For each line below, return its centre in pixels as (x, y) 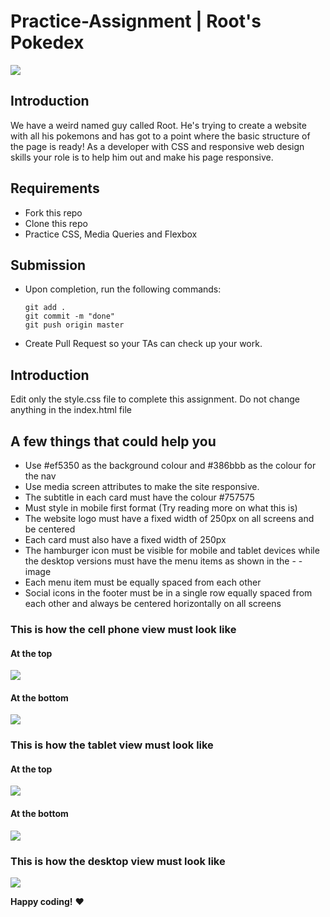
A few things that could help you (113, 441)
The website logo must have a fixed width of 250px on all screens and (169, 518)
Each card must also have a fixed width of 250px (125, 539)
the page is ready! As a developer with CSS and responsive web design (157, 146)
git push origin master (74, 325)
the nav (40, 476)
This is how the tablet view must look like (112, 745)
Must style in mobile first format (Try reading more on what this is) (161, 508)
